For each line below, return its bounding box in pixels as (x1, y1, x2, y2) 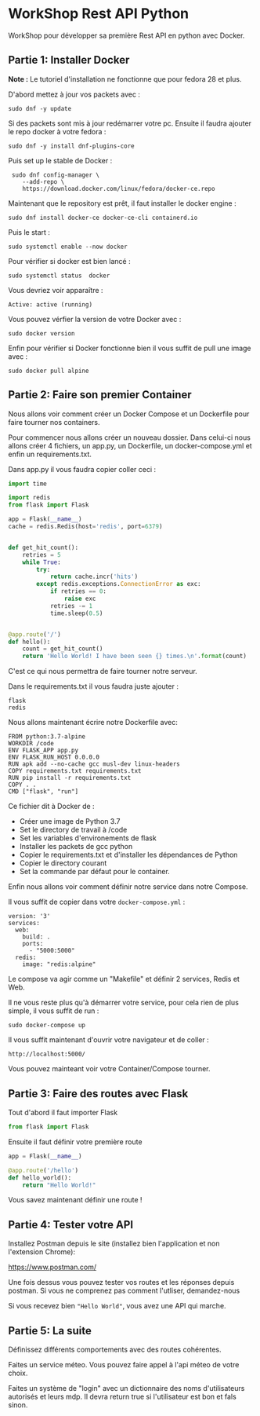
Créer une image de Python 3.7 (19, 817, 121, 826)
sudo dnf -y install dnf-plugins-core (8, 142, 135, 150)
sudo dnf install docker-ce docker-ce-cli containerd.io (8, 214, 198, 221)
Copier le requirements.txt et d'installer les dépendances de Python (19, 850, 238, 860)
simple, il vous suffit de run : (8, 1006, 99, 1015)
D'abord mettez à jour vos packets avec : (8, 90, 141, 99)
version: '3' (8, 913, 51, 920)
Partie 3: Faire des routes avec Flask (8, 1087, 189, 1100)
